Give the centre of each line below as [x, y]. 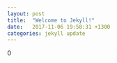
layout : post [26, 14]
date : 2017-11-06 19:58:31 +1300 [59, 27]
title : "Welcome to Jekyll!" [51, 20]
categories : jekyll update [46, 33]
